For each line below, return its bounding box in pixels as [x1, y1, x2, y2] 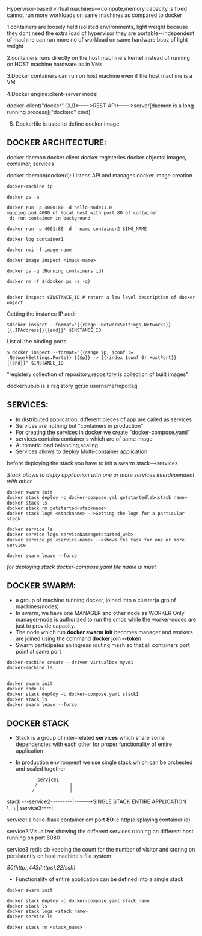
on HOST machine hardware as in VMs [7, 60, 103, 68]
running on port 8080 [7, 834, 60, 841]
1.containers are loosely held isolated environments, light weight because [7, 24, 188, 30]
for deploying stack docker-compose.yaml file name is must [7, 563, 156, 570]
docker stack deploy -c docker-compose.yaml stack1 [7, 691, 139, 698]
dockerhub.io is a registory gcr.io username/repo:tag [7, 382, 138, 389]
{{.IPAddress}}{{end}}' [7, 327, 67, 333]
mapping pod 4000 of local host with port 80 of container [7, 209, 158, 216]
